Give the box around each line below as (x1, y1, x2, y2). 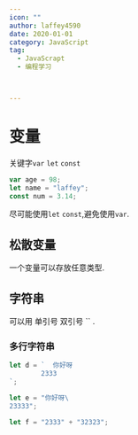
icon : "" (9, 12, 42, 22)
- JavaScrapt (17, 54, 65, 63)
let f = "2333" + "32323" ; (9, 417, 109, 426)
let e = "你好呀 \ (9, 393, 69, 402)
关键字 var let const (9, 157, 81, 168)
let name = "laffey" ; (9, 183, 89, 192)
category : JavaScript (9, 37, 89, 47)
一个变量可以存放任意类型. (9, 262, 105, 273)
